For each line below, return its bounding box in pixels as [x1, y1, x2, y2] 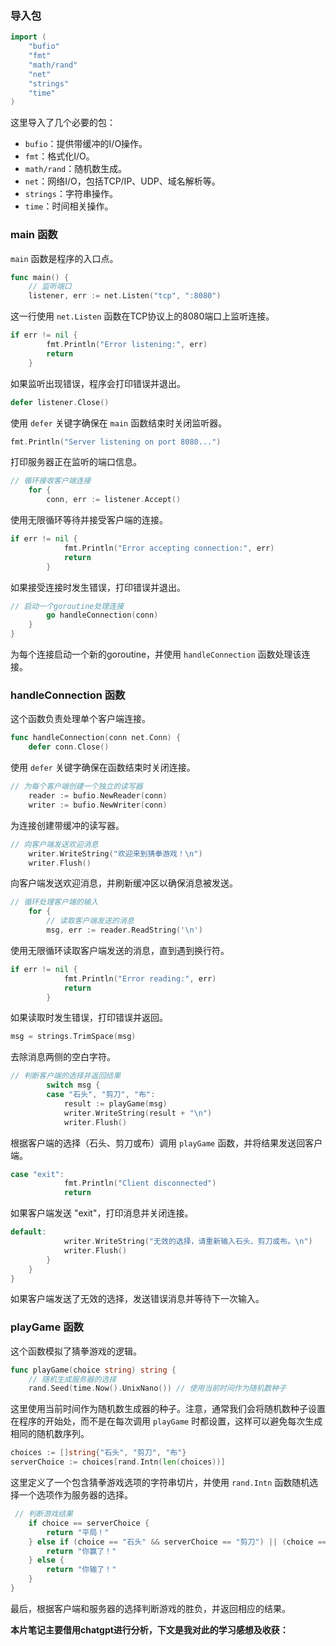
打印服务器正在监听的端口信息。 [10, 456, 142, 468]
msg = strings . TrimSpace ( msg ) [10, 1032, 137, 1042]
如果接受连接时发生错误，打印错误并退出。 [10, 581, 186, 593]
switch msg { [46, 1080, 101, 1091]
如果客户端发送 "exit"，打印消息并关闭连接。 [10, 1207, 194, 1219]
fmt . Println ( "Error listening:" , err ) [46, 340, 208, 350]
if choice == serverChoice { [28, 1518, 150, 1528]
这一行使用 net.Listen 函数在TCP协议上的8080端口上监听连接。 [10, 310, 275, 322]
